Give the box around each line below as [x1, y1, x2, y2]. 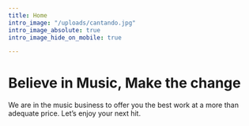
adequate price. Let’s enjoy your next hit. [8, 109, 141, 118]
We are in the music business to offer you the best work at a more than [8, 100, 240, 110]
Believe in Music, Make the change [8, 74, 241, 92]
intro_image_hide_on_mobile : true [8, 33, 123, 42]
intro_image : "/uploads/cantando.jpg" [8, 19, 136, 27]
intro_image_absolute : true [8, 26, 101, 34]
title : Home [8, 11, 47, 20]
